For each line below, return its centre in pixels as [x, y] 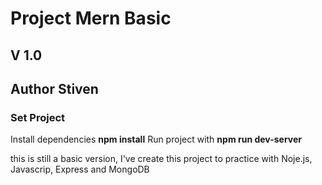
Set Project [38, 117]
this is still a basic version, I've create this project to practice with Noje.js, [161, 159]
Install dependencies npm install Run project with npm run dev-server [156, 139]
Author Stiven [54, 88]
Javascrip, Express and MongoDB [80, 169]
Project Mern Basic [91, 18]
